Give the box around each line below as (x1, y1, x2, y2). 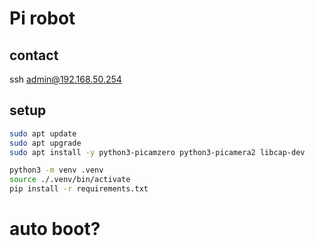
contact (9, 47, 59, 64)
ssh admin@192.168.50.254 (9, 73, 122, 85)
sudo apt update (9, 128, 77, 139)
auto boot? (9, 218, 101, 241)
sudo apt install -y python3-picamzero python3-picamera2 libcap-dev (9, 147, 306, 157)
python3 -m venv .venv (9, 165, 104, 176)
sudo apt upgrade (9, 138, 82, 148)
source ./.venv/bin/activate (9, 175, 131, 185)
